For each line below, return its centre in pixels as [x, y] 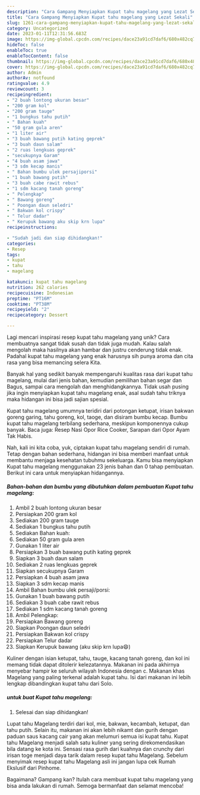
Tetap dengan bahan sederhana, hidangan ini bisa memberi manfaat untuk [98, 454]
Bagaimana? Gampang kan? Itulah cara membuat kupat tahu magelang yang [100, 779]
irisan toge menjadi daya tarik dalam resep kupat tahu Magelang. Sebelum [98, 755]
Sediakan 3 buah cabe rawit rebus [57, 602]
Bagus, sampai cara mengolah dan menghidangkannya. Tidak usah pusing [98, 386]
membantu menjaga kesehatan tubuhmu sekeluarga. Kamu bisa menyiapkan [100, 460]
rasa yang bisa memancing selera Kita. [54, 362]
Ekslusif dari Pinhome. [34, 768]
